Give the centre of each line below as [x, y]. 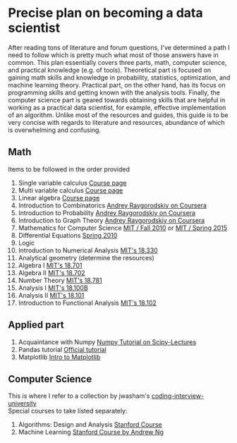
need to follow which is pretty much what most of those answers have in [113, 55]
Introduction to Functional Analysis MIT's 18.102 [87, 303]
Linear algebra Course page [59, 198]
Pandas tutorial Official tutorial [62, 349]
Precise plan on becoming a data [105, 13]
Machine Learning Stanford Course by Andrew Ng [91, 432]
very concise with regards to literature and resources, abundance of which [116, 122]
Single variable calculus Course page [72, 183]
